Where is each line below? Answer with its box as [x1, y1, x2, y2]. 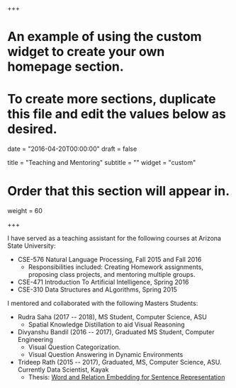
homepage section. [7, 59, 124, 75]
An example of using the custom [7, 29, 202, 45]
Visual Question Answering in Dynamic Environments [28, 350, 184, 359]
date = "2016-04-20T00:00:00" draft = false [7, 144, 137, 153]
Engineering [17, 336, 53, 344]
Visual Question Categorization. [28, 343, 121, 351]
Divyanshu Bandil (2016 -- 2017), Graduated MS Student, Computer [17, 328, 215, 336]
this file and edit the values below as [7, 106, 227, 122]
